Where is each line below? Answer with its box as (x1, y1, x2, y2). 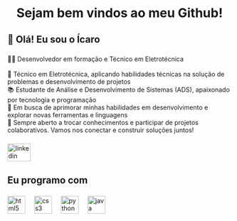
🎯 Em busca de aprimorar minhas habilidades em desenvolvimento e (7, 103, 209, 112)
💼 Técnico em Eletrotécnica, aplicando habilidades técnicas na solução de (7, 70, 225, 78)
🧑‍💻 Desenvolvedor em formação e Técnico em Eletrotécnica (7, 55, 184, 63)
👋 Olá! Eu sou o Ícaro (7, 33, 100, 45)
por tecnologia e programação (7, 95, 97, 104)
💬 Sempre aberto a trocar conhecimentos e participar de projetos (7, 118, 199, 126)
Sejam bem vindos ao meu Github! (16, 5, 223, 21)
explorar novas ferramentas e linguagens (7, 110, 128, 119)
